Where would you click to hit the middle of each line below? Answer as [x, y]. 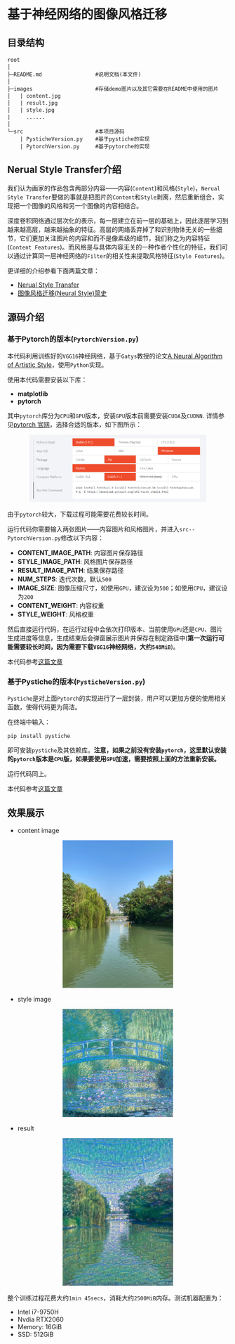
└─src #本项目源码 [66, 131]
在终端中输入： [29, 722]
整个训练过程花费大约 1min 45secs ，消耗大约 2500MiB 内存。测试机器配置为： [115, 1298]
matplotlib [33, 394]
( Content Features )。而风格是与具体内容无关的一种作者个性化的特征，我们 [115, 247]
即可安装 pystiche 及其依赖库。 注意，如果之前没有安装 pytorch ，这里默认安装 [117, 750]
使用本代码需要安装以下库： [47, 380]
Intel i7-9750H [38, 1312]
